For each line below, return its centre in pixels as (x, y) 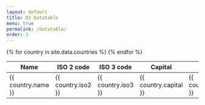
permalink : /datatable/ (37, 29)
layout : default (27, 12)
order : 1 (17, 35)
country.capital (161, 85)
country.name (30, 85)
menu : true (20, 23)
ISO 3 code (116, 67)
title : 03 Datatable (33, 18)
